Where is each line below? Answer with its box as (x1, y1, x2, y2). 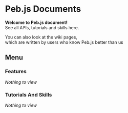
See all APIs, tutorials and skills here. (5, 24, 79, 30)
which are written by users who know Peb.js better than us (5, 39, 124, 45)
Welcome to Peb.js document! (5, 19, 67, 25)
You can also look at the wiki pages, (5, 34, 77, 40)
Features (5, 68, 27, 75)
